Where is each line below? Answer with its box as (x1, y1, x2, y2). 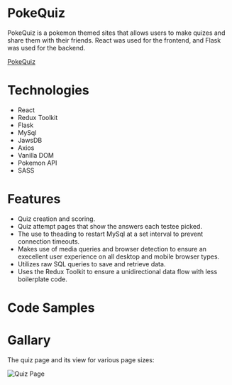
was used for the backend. (7, 43, 86, 52)
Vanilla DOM (17, 151, 55, 159)
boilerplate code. (17, 275, 67, 283)
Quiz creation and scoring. (17, 215, 96, 223)
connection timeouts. (17, 237, 80, 246)
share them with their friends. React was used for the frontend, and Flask (7, 36, 221, 44)
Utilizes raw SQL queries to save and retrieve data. (17, 259, 166, 268)
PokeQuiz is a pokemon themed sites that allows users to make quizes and (7, 28, 226, 37)
